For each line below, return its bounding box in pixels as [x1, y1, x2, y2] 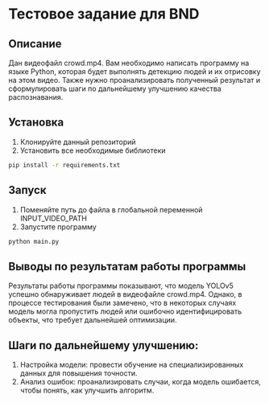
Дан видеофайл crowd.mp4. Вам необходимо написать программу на [8, 58, 250, 68]
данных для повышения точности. [19, 368, 138, 378]
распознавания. [8, 93, 64, 101]
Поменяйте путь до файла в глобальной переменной [19, 204, 203, 214]
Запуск [8, 183, 47, 197]
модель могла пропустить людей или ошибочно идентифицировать [8, 306, 242, 316]
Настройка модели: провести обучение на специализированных [19, 360, 244, 369]
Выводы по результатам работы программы [8, 259, 246, 273]
